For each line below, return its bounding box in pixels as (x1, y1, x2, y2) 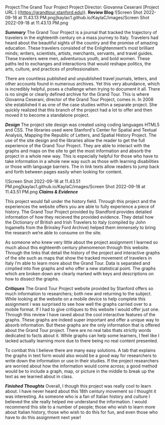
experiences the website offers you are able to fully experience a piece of (5, 204, 155, 209)
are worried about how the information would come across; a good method (5, 363, 158, 369)
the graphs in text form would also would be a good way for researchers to (5, 353, 157, 359)
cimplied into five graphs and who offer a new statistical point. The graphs (5, 265, 156, 271)
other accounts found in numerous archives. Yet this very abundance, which (5, 81, 160, 87)
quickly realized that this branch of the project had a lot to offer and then (5, 107, 153, 113)
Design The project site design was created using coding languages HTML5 (5, 122, 160, 128)
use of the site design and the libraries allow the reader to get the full (5, 137, 145, 143)
